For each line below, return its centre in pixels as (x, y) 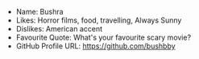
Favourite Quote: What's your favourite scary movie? (104, 37)
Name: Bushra (39, 12)
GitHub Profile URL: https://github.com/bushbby (95, 46)
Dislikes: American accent (59, 29)
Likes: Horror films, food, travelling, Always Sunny (99, 20)
